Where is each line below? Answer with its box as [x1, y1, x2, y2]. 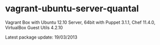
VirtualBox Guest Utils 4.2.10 [5, 24, 63, 30]
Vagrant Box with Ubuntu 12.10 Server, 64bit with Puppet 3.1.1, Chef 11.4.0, [5, 19, 156, 25]
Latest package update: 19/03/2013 [5, 34, 78, 40]
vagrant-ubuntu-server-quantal [5, 3, 139, 14]
